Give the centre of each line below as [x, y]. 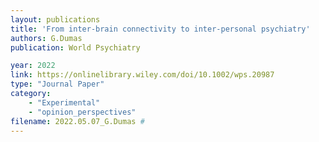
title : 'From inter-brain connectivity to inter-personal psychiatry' [160, 29]
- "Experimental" [64, 102]
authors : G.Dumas [46, 38]
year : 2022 [33, 66]
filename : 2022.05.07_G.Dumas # [77, 121]
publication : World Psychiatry [75, 47]
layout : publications [55, 19]
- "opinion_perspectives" [82, 112]
